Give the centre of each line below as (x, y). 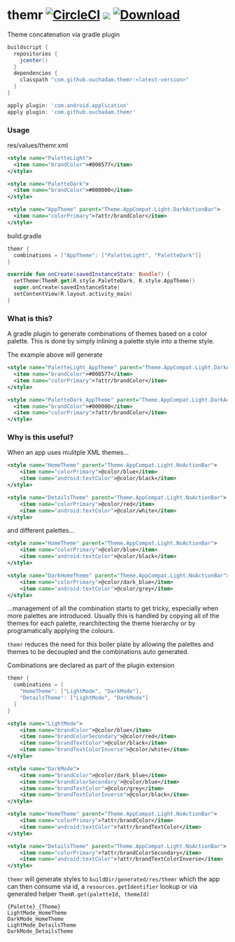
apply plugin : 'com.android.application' (69, 105)
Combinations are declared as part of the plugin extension (91, 665)
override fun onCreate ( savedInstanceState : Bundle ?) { (89, 274)
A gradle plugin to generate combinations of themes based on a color (107, 334)
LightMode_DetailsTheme (42, 925)
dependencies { (36, 74)
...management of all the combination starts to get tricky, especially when (113, 608)
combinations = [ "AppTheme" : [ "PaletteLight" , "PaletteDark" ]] (107, 255)
